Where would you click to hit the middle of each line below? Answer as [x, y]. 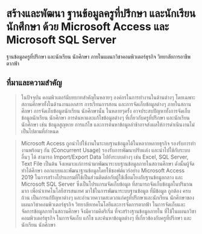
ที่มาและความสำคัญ [34, 83]
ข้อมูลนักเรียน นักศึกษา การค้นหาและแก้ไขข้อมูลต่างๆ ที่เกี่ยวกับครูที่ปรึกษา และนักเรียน [105, 118]
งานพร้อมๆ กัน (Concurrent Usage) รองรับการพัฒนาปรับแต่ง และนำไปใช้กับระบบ [106, 150]
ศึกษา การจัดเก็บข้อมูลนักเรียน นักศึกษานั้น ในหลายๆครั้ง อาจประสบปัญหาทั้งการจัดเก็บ [106, 111]
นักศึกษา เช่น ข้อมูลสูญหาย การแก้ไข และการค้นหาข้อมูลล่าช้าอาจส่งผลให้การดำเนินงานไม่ [108, 124]
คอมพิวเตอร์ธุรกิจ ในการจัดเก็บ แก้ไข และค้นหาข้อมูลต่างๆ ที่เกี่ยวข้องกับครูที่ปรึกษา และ [106, 218]
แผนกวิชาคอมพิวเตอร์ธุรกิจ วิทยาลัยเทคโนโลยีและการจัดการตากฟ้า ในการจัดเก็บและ [103, 204]
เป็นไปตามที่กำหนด [40, 131]
